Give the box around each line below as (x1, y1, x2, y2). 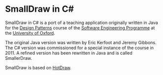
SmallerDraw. (5, 55, 32, 61)
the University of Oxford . (5, 30, 55, 36)
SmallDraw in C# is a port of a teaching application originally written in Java (5, 20, 158, 25)
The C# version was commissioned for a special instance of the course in (5, 45, 154, 50)
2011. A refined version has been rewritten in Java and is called (5, 50, 133, 56)
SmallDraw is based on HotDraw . (5, 65, 72, 71)
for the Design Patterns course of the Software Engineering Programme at (5, 25, 155, 30)
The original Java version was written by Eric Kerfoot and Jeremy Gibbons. (5, 39, 157, 45)
